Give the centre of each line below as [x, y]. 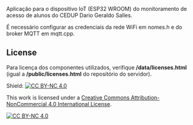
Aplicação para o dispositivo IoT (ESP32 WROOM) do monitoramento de [97, 9]
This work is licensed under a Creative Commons [68, 98]
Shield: [15, 85]
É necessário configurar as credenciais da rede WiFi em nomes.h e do [94, 27]
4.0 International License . [80, 104]
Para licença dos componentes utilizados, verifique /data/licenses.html [96, 67]
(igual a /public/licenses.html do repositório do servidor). [79, 74]
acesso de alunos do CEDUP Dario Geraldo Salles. [69, 15]
